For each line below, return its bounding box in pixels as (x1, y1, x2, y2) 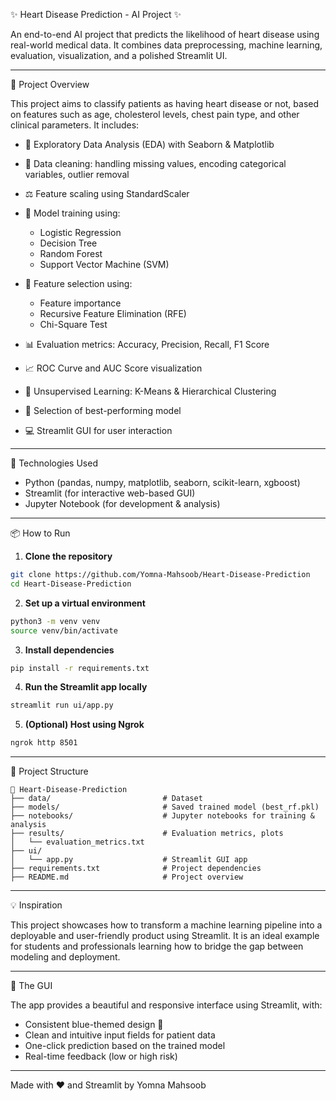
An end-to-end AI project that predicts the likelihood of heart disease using (10, 29, 320, 40)
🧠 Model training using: (24, 207, 121, 219)
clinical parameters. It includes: (10, 119, 140, 131)
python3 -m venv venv (10, 616, 101, 626)
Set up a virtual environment (24, 597, 146, 609)
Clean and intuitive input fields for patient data (24, 1029, 216, 1041)
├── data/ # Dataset (10, 794, 203, 804)
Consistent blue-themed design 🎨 (24, 1019, 164, 1031)
